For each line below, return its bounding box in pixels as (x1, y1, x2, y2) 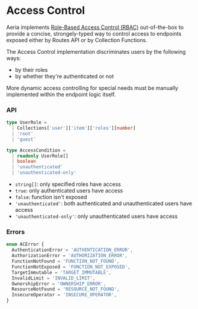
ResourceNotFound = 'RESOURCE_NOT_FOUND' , (11, 286, 120, 293)
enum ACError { (6, 241, 45, 247)
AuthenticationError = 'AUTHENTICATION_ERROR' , (11, 247, 134, 253)
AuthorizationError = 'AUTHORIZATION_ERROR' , (11, 253, 128, 259)
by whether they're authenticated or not (14, 72, 114, 80)
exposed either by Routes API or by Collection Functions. (6, 36, 147, 43)
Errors (6, 228, 25, 236)
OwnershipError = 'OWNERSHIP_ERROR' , (11, 281, 107, 287)
